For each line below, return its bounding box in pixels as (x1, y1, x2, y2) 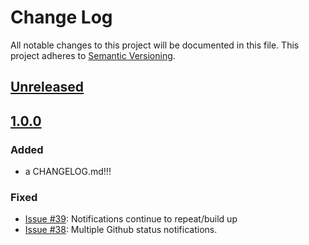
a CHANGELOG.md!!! (24, 166, 112, 178)
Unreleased (10, 79, 85, 96)
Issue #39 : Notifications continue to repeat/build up (24, 213, 238, 225)
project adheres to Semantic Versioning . (10, 49, 176, 61)
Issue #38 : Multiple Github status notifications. (24, 224, 218, 236)
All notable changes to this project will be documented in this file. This (10, 39, 300, 51)
